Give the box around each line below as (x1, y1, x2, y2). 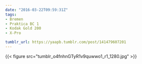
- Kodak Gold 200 (5, 26, 41, 31)
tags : (5, 12, 16, 17)
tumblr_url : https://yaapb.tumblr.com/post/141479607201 (5, 39, 126, 45)
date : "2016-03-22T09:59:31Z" (5, 7, 68, 12)
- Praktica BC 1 (5, 21, 39, 26)
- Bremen (5, 16, 23, 21)
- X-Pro (5, 30, 21, 35)
